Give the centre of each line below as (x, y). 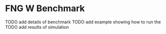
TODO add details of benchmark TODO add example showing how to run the (83, 22)
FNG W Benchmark (45, 8)
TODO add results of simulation (37, 27)
